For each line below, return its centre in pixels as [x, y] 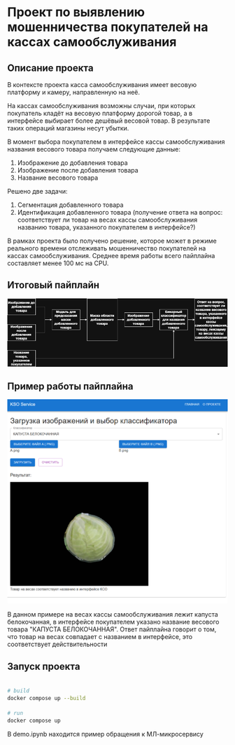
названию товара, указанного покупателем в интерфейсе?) [106, 227]
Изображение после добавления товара [78, 170]
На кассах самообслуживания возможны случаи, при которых [101, 106]
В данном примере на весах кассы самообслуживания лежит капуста [113, 615]
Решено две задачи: [37, 191]
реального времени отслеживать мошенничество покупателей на [107, 248]
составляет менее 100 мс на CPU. [58, 263]
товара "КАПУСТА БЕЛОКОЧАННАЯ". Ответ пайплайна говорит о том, [112, 629]
